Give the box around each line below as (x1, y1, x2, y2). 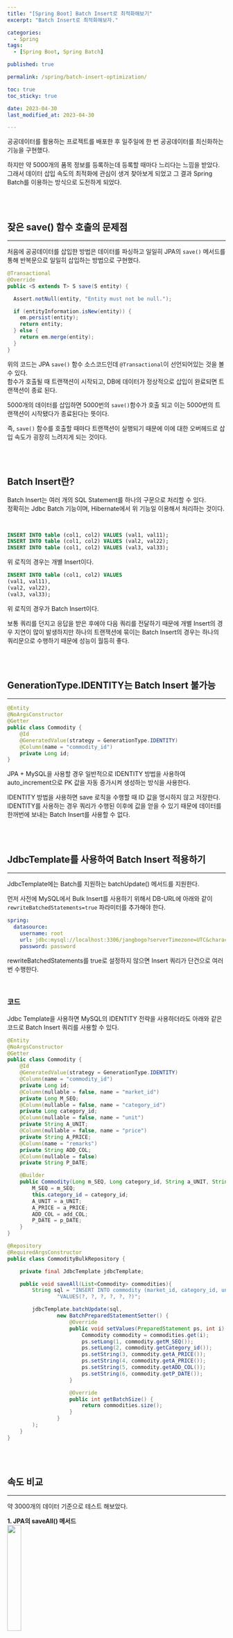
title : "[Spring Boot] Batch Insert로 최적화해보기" (7, 10, 153, 17)
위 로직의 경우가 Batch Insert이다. (7, 604, 99, 612)
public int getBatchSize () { (69, 1395, 154, 1403)
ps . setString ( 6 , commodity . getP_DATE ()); (81, 1370, 203, 1377)
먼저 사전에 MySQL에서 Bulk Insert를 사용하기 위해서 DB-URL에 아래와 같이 (7, 895, 213, 903)
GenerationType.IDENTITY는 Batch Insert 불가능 (7, 680, 216, 691)
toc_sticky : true (7, 92, 58, 99)
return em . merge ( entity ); (19, 334, 95, 340)
